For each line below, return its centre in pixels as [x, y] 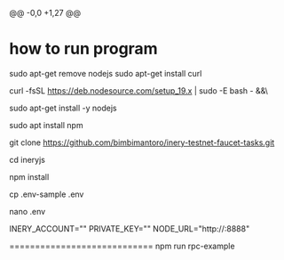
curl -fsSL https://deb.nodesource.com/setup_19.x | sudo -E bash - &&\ [139, 90]
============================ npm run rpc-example [122, 246]
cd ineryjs [28, 159]
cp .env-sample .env [47, 194]
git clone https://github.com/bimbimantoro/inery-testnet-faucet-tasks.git [142, 142]
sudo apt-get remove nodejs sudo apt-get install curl [106, 73]
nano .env [28, 211]
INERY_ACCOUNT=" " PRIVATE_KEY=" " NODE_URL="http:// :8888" [130, 228]
